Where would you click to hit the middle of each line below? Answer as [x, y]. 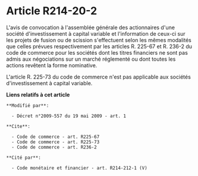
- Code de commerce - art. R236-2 [54, 147]
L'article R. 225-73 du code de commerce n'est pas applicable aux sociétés [99, 77]
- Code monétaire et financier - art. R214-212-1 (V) [79, 168]
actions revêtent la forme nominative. [52, 65]
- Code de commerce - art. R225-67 [56, 137]
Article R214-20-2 [52, 11]
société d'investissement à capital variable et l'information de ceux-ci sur [96, 33]
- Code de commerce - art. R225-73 [56, 142]
